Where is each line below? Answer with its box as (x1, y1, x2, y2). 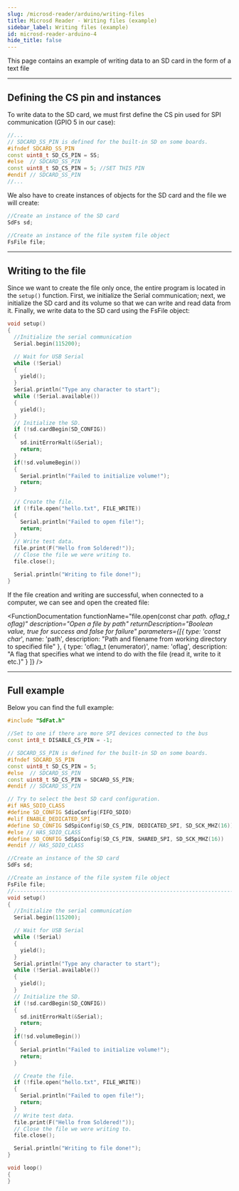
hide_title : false (7, 37, 62, 44)
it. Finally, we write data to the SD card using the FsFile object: (7, 306, 190, 315)
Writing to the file (7, 264, 87, 277)
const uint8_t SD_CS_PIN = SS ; (7, 151, 100, 159)
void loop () (7, 1165, 43, 1172)
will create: (7, 198, 40, 207)
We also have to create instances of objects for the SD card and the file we (7, 190, 227, 200)
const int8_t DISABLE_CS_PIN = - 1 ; (7, 737, 113, 744)
